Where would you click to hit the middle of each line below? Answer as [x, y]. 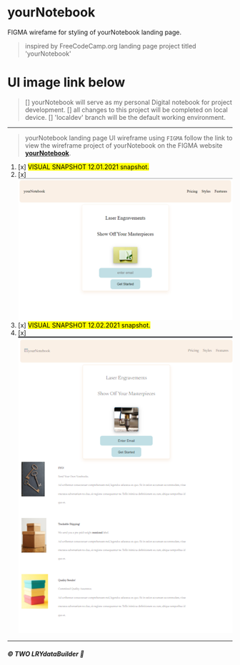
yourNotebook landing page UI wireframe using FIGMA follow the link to [129, 138]
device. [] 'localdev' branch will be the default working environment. [125, 117]
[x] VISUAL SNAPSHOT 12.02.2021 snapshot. [84, 325]
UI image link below [66, 82]
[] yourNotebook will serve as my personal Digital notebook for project [128, 102]
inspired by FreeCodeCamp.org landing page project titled [110, 46]
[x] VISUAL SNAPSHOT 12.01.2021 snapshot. [84, 167]
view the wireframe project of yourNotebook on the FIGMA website [124, 145]
